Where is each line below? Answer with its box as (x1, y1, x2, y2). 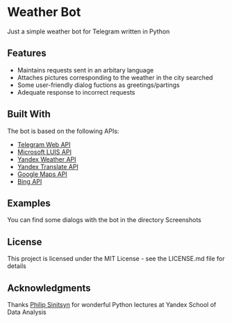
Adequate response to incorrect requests (17, 88, 135, 96)
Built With (7, 109, 51, 120)
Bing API (17, 177, 42, 185)
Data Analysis (7, 308, 47, 316)
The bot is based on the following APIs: (7, 127, 119, 135)
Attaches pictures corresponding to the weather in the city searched (17, 73, 213, 81)
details (7, 262, 26, 270)
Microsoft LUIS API (17, 148, 72, 156)
